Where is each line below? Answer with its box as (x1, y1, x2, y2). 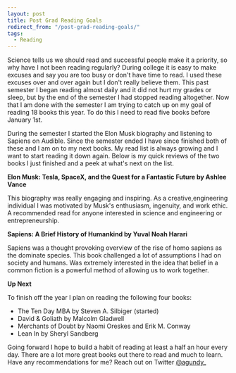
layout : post (7, 10, 46, 18)
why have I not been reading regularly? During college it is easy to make (7, 63, 217, 72)
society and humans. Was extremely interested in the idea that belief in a (7, 258, 218, 267)
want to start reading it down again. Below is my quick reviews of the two (7, 152, 220, 160)
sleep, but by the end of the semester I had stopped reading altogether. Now (7, 93, 230, 102)
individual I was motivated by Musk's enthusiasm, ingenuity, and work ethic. (7, 201, 228, 210)
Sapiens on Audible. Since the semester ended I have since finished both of (7, 137, 228, 145)
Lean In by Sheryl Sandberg (17, 329, 99, 338)
